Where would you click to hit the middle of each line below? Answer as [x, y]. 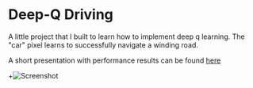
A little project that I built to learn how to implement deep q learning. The [126, 36]
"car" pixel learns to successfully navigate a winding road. [103, 44]
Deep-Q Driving [61, 15]
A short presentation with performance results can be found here [115, 60]
